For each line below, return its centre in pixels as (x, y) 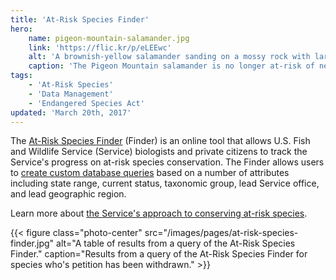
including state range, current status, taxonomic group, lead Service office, (165, 183)
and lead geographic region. (68, 194)
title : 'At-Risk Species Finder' (80, 19)
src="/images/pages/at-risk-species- (221, 233)
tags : (21, 76)
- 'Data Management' (71, 94)
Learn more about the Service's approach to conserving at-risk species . (159, 213)
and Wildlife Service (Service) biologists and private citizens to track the (159, 152)
